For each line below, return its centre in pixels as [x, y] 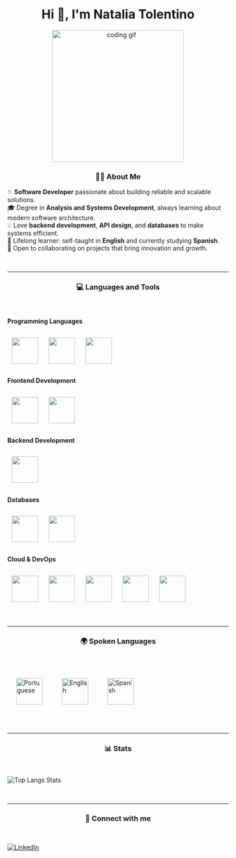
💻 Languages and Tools [118, 287]
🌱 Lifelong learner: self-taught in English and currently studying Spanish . [113, 241]
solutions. [21, 200]
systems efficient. [33, 233]
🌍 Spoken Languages [118, 641]
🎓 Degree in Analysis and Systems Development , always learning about [114, 208]
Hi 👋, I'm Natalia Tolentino [118, 14]
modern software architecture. [52, 218]
